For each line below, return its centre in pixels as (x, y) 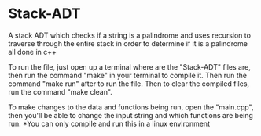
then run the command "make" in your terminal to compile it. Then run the (128, 75)
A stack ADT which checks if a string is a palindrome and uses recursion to (130, 35)
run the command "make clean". (60, 91)
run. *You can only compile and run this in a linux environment (109, 123)
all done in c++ (33, 52)
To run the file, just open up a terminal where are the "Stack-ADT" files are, (130, 66)
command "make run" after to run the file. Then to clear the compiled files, (129, 84)
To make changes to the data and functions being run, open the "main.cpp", (131, 107)
